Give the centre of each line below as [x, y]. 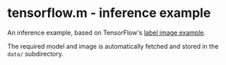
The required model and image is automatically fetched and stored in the [113, 46]
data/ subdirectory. [35, 54]
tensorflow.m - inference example [109, 13]
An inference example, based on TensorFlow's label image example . [107, 32]
